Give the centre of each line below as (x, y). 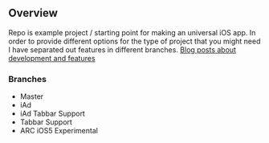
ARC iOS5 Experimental (59, 131)
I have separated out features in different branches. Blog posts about (122, 49)
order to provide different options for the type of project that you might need (134, 41)
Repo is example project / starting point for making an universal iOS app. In (132, 32)
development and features (52, 58)
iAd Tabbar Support (53, 114)
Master (32, 96)
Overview (33, 13)
